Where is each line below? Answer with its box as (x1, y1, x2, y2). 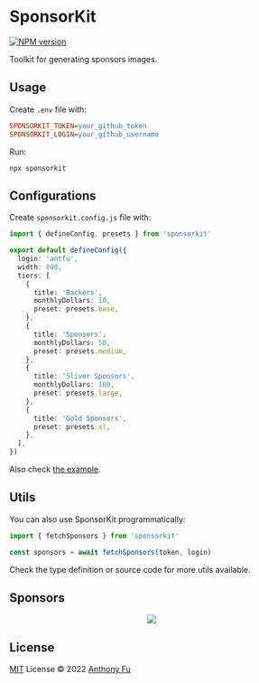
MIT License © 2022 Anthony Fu (9, 664, 131, 675)
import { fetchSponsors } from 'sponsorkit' (9, 531, 180, 540)
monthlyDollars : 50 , (32, 338, 111, 347)
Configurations (9, 188, 97, 203)
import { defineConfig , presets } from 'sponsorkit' (9, 229, 212, 239)
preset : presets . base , (32, 304, 119, 313)
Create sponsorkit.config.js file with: (9, 212, 152, 223)
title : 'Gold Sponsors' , (32, 414, 127, 423)
